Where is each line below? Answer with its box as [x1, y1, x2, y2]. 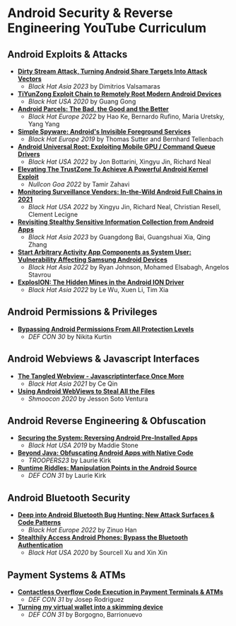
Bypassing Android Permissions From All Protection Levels [17, 325, 194, 333]
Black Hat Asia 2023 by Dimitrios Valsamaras [28, 82, 160, 90]
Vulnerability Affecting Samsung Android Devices [17, 255, 167, 264]
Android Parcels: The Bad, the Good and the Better [17, 105, 170, 113]
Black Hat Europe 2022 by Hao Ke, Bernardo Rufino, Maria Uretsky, [28, 112, 225, 121]
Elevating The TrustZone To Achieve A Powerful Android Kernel [17, 165, 208, 173]
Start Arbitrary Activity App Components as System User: [17, 248, 192, 256]
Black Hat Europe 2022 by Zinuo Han [28, 526, 137, 535]
